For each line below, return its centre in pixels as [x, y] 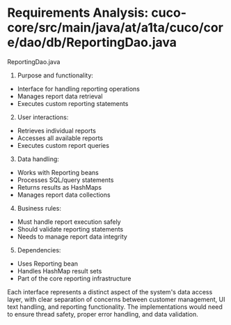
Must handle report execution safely [69, 222]
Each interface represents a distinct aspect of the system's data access [110, 292]
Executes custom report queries [63, 145]
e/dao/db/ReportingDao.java [92, 43]
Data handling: [38, 159]
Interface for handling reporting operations [79, 89]
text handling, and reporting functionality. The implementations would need [115, 307]
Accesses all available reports [60, 138]
